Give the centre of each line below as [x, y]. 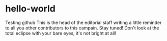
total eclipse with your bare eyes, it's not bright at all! [61, 33]
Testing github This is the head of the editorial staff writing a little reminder [83, 22]
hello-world [31, 9]
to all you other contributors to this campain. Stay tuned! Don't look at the [82, 27]
